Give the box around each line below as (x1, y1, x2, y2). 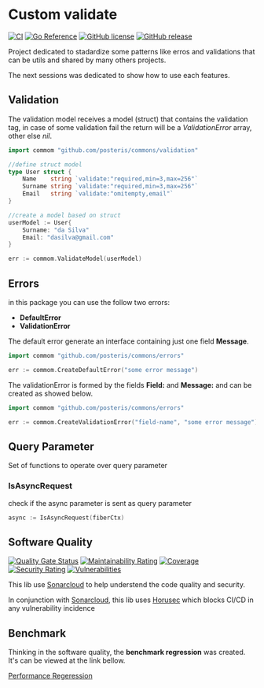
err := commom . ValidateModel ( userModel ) (8, 255, 143, 263)
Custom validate (8, 6, 118, 24)
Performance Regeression (8, 671, 93, 681)
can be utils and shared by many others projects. (8, 55, 167, 65)
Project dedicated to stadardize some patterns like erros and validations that (8, 46, 255, 56)
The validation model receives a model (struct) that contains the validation (8, 114, 249, 124)
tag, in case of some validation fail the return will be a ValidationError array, (8, 122, 252, 132)
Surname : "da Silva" (22, 226, 90, 234)
